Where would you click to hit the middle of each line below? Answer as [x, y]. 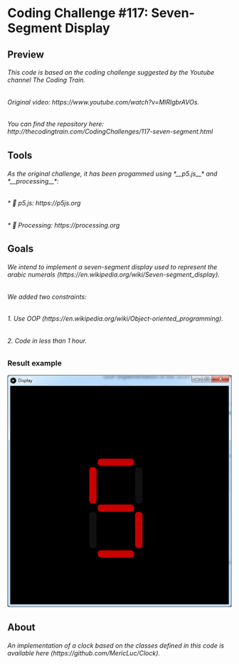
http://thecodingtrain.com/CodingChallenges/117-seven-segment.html [110, 132]
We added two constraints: [47, 296]
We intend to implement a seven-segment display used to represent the [112, 267]
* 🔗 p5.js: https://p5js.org [44, 203]
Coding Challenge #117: [78, 13]
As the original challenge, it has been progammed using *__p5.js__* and [112, 173]
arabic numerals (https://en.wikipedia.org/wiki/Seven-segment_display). [114, 274]
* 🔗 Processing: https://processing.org [64, 225]
